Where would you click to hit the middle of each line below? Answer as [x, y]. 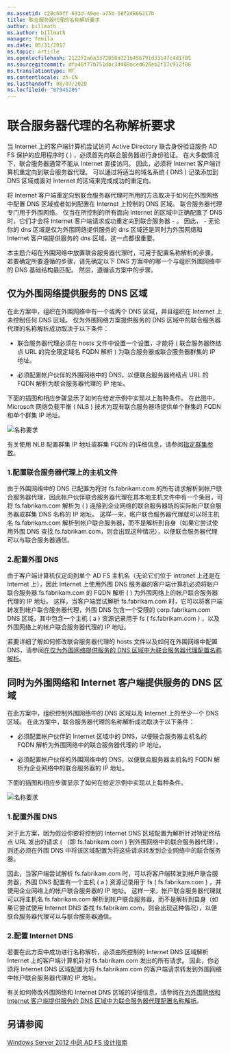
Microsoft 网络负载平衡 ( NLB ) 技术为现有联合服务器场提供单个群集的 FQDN [114, 406]
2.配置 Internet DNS [40, 936]
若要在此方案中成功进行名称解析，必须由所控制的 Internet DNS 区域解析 [108, 951]
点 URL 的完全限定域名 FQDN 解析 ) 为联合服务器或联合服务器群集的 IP [116, 351]
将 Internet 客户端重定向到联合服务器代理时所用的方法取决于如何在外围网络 [113, 196]
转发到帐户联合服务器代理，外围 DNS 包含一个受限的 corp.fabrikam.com [109, 610]
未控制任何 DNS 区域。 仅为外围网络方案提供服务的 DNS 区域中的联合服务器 [114, 320]
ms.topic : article [33, 52]
